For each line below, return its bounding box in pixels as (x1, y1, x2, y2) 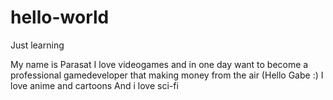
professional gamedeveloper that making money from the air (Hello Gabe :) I (10, 69, 324, 81)
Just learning (10, 39, 65, 51)
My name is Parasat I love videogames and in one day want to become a (10, 58, 309, 70)
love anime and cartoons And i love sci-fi (10, 79, 179, 91)
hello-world (10, 6, 110, 29)
